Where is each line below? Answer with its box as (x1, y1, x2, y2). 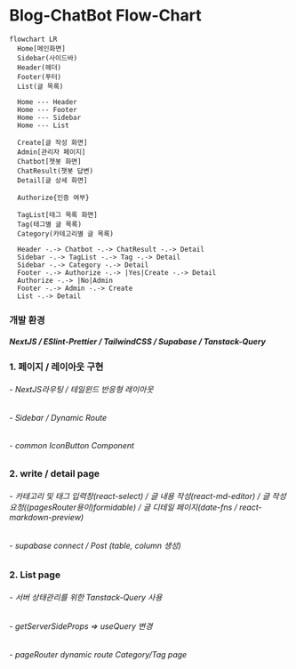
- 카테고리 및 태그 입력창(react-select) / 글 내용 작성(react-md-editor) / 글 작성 (9, 490, 287, 501)
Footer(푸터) (17, 72, 62, 81)
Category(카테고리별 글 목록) (17, 229, 114, 238)
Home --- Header (17, 97, 77, 107)
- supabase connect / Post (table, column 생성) (9, 540, 182, 552)
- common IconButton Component (9, 439, 135, 450)
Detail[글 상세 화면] (17, 175, 88, 185)
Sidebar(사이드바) (17, 53, 78, 62)
